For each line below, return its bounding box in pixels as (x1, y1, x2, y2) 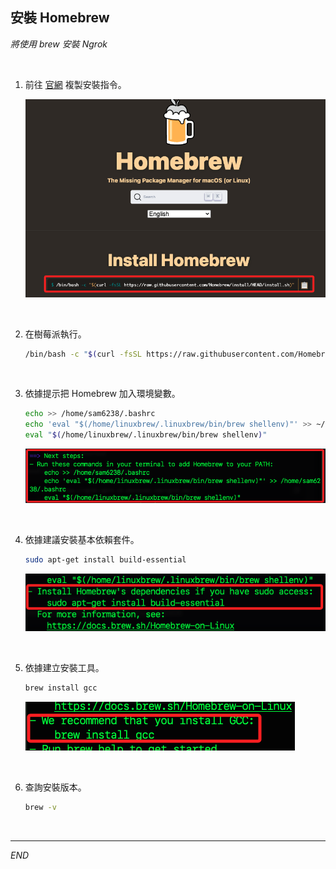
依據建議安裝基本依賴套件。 (24, 534, 140, 546)
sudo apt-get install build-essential (24, 555, 187, 565)
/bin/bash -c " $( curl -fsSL (24, 349, 143, 359)
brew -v (24, 802, 57, 812)
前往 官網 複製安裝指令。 (24, 78, 127, 90)
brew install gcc (24, 683, 98, 693)
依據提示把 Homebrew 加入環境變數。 (24, 388, 181, 400)
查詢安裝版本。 (24, 781, 87, 793)
